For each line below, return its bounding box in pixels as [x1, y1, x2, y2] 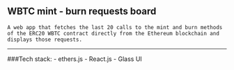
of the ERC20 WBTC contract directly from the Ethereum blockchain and [7, 30, 219, 37]
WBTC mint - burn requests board [7, 6, 157, 17]
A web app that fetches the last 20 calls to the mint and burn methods [7, 24, 223, 30]
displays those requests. [7, 36, 82, 43]
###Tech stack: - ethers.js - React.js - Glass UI [7, 55, 143, 63]
